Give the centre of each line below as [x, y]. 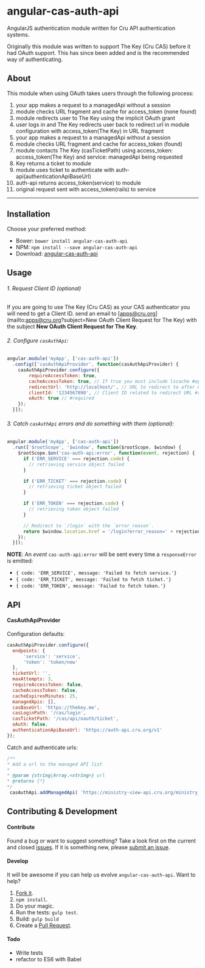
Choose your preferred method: [47, 229]
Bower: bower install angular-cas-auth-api [72, 240]
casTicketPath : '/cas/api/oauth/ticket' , [66, 719]
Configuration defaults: [36, 634]
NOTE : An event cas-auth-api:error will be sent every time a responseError [102, 554]
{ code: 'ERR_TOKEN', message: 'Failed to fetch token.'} [91, 586]
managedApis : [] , [34, 702]
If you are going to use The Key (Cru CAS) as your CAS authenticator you [99, 307]
